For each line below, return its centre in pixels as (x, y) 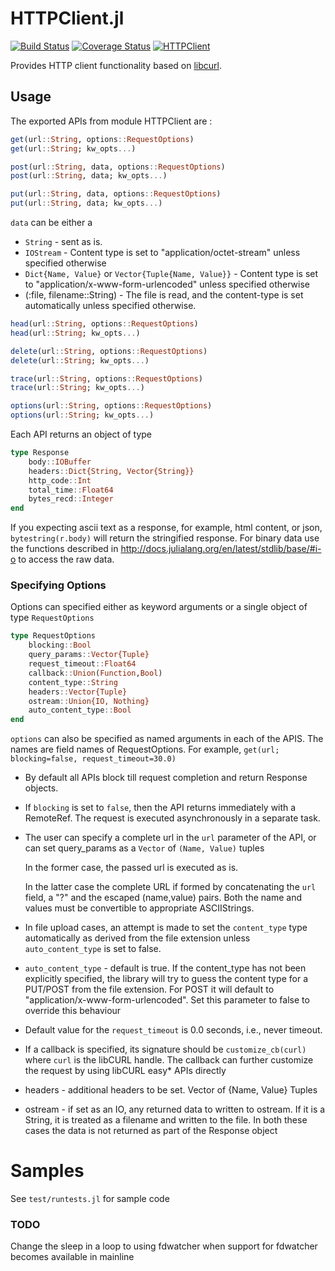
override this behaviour (73, 1011)
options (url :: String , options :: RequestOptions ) (111, 406)
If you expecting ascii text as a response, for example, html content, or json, (166, 528)
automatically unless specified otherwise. (110, 305)
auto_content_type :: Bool (80, 710)
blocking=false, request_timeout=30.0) (93, 759)
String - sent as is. (63, 241)
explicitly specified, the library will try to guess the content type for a (166, 979)
